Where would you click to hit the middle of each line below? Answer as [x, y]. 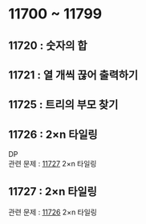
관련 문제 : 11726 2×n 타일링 [53, 212]
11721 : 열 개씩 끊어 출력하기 [73, 75]
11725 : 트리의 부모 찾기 [63, 105]
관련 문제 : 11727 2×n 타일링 [53, 164]
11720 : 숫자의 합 [48, 45]
